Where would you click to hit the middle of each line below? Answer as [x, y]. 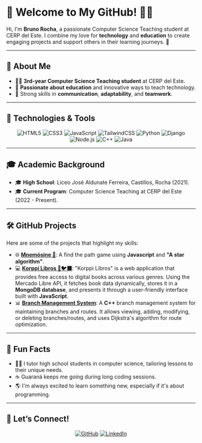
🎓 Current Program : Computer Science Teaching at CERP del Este [98, 192]
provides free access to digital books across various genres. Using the [103, 277]
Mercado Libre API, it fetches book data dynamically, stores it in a [96, 283]
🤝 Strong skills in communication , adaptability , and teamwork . [93, 93]
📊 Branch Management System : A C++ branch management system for [105, 303]
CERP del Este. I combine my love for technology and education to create [98, 35]
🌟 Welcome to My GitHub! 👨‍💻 [80, 12]
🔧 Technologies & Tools [51, 118]
